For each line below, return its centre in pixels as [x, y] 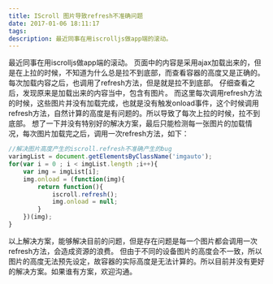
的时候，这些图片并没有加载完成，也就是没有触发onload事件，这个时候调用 [134, 103]
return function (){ [71, 187]
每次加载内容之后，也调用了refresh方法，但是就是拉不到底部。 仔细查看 [128, 83]
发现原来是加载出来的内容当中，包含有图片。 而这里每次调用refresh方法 [142, 93]
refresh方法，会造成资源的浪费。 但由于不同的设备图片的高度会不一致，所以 [135, 251]
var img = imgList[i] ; [61, 171]
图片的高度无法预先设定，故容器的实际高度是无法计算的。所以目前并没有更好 [136, 261]
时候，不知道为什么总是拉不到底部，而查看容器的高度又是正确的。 [154, 73]
